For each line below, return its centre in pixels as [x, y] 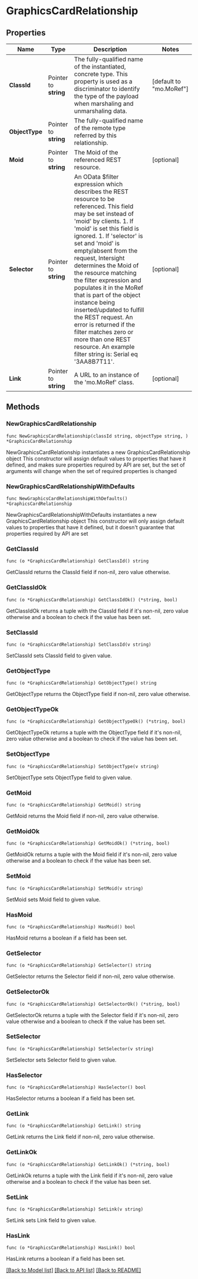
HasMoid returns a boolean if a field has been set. [67, 938]
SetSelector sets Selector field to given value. [61, 1060]
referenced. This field [104, 206]
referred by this [95, 135]
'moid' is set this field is [107, 229]
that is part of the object [107, 295]
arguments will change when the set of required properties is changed [91, 471]
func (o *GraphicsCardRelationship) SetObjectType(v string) [83, 766]
